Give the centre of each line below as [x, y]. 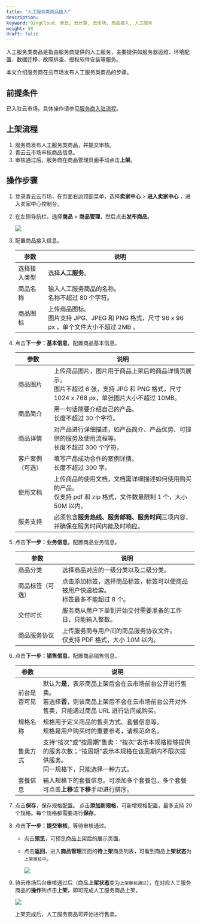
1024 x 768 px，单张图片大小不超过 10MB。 [117, 398]
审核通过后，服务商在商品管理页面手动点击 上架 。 [75, 160]
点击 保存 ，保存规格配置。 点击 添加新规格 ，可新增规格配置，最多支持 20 [103, 805]
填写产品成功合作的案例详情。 [96, 458]
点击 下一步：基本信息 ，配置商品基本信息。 [67, 343]
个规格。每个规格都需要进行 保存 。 [57, 813]
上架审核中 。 [38, 858]
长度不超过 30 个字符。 [86, 418]
